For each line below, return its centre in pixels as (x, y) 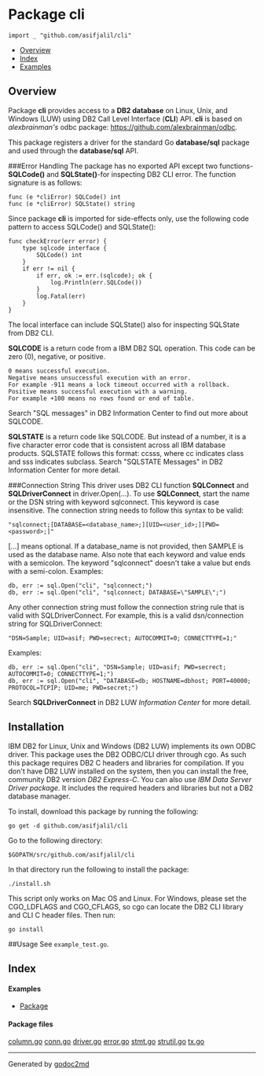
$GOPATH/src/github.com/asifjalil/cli (71, 854)
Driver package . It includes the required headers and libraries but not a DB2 (131, 788)
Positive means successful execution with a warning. (98, 391)
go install (26, 929)
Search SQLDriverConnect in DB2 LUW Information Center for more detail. (130, 702)
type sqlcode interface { (65, 248)
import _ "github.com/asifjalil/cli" (70, 35)
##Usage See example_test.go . (59, 944)
